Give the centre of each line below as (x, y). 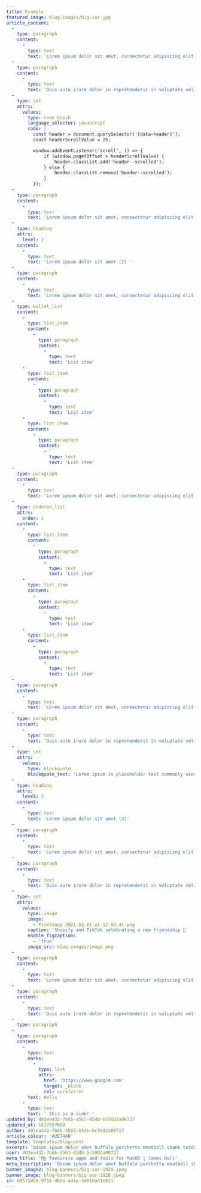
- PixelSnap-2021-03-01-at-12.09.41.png (84, 925)
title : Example (25, 12)
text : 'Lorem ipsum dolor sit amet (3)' (79, 819)
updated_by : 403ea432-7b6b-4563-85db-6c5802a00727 (71, 1120)
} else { (55, 167)
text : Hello (43, 1097)
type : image (43, 913)
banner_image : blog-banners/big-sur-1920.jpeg (65, 1175)
